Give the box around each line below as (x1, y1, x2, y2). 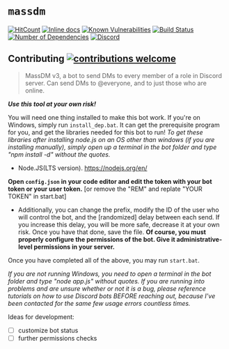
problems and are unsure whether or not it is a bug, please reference (8, 284, 206, 293)
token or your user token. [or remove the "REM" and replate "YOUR (8, 185, 203, 193)
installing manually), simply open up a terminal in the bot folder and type (8, 143, 217, 151)
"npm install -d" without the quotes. (8, 150, 111, 158)
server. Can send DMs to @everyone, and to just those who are (24, 79, 207, 87)
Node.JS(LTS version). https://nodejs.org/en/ (17, 164, 148, 172)
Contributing (8, 53, 65, 65)
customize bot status (17, 326, 79, 334)
